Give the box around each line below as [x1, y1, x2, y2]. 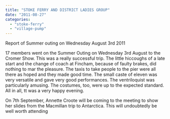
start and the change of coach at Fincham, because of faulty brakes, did [5, 61, 156, 67]
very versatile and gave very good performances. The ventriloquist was [5, 77, 155, 83]
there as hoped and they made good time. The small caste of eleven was [5, 71, 157, 77]
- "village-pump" [10, 26, 47, 31]
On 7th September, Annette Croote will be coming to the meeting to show [5, 97, 158, 104]
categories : [5, 17, 30, 22]
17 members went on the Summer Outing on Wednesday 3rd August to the [5, 50, 161, 56]
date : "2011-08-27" [5, 12, 47, 17]
